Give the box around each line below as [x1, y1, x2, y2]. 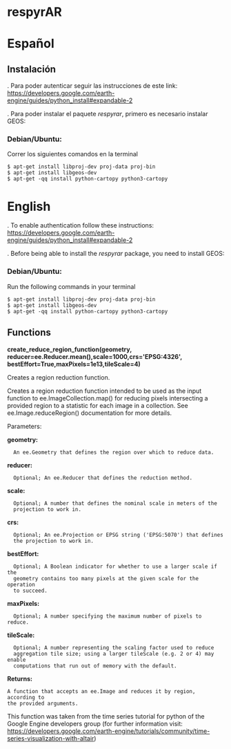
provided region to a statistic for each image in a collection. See [7, 401, 188, 409]
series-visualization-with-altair [7, 734, 94, 742]
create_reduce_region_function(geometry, [7, 345, 132, 353]
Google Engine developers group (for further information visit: [7, 719, 183, 728]
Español [7, 36, 55, 52]
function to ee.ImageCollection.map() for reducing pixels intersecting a [7, 394, 208, 402]
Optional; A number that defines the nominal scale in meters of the [13, 499, 217, 507]
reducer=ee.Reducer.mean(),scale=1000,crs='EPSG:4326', [7, 352, 183, 360]
